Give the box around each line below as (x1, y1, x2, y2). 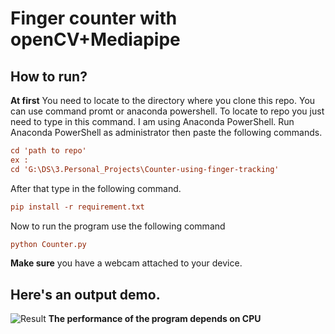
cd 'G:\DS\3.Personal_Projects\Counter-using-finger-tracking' (10, 164, 280, 174)
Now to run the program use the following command (10, 220, 226, 232)
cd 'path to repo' (10, 146, 87, 156)
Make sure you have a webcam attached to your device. (10, 257, 243, 269)
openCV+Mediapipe (10, 28, 181, 51)
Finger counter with (10, 7, 178, 30)
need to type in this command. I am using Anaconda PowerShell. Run (10, 116, 295, 127)
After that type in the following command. (10, 182, 182, 194)
